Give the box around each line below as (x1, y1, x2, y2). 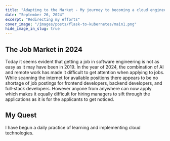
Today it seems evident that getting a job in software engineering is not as (5, 58, 159, 64)
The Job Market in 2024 (5, 45, 82, 54)
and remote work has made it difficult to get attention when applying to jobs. (5, 69, 164, 75)
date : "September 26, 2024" (5, 12, 65, 17)
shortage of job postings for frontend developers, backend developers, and (5, 80, 163, 86)
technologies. (5, 130, 34, 136)
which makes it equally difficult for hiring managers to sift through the (5, 91, 150, 97)
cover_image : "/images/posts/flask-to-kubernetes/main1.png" (5, 21, 137, 27)
